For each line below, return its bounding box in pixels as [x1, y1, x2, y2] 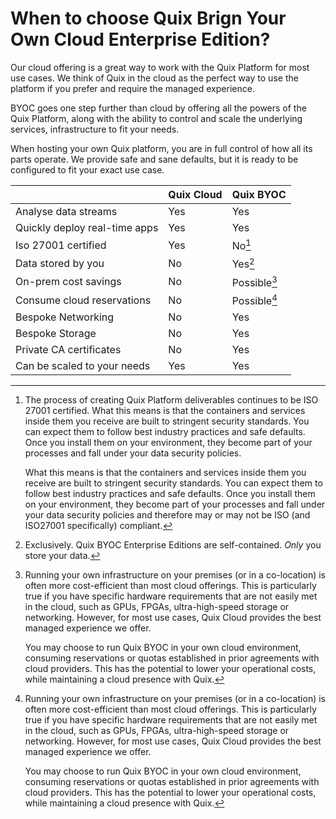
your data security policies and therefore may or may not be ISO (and [24, 509, 311, 521]
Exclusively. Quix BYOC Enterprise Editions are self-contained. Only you [24, 539, 322, 551]
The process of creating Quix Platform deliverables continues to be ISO [24, 394, 319, 406]
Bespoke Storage [15, 327, 97, 341]
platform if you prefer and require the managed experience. [10, 82, 255, 94]
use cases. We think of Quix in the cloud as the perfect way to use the [10, 72, 299, 84]
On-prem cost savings [15, 275, 122, 289]
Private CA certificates [15, 343, 122, 357]
